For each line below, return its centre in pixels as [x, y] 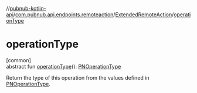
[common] [18, 60]
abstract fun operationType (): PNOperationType [64, 66]
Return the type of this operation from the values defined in [78, 77]
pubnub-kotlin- [28, 8]
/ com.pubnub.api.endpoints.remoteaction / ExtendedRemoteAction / [94, 15]
